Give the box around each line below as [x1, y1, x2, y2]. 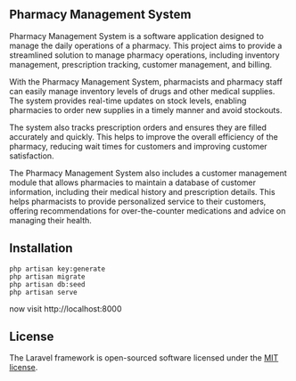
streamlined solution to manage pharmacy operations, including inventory [9, 49, 280, 61]
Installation [9, 240, 73, 256]
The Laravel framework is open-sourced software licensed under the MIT [9, 353, 279, 363]
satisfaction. [9, 150, 55, 161]
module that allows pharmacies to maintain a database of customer [9, 177, 257, 188]
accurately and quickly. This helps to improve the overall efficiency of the [9, 131, 278, 142]
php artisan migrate [9, 272, 86, 281]
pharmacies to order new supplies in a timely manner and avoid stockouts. [9, 104, 283, 115]
